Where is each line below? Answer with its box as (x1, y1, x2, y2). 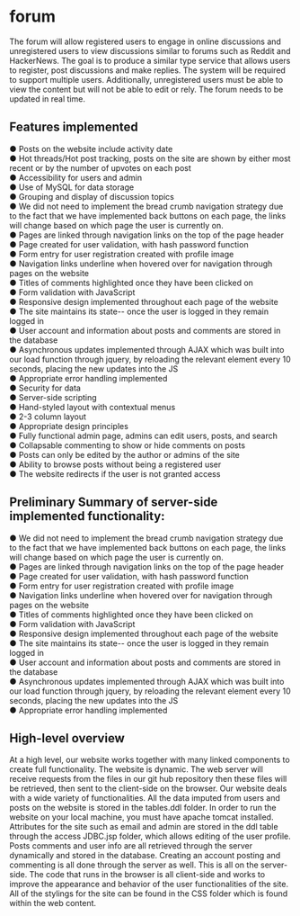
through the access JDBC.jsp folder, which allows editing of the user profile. (9, 831, 291, 842)
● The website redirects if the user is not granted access (9, 468, 221, 479)
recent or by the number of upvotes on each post (9, 162, 191, 173)
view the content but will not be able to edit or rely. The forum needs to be (9, 84, 284, 94)
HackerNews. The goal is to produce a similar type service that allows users (9, 55, 291, 66)
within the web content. (9, 898, 97, 909)
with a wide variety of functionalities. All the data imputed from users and (9, 793, 281, 804)
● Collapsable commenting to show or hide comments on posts (9, 439, 245, 451)
